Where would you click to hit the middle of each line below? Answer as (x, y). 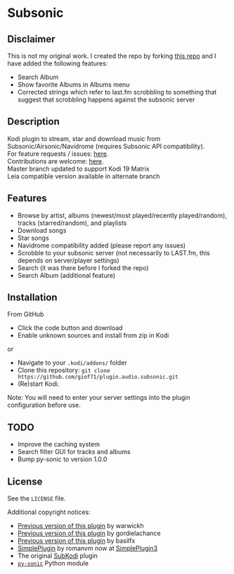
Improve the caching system (59, 444)
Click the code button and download (70, 328)
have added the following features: (58, 63)
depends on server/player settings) (68, 260)
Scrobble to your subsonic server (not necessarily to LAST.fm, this (114, 252)
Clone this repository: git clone (64, 370)
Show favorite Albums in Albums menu (73, 85)
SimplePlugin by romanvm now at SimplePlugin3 (87, 549)
